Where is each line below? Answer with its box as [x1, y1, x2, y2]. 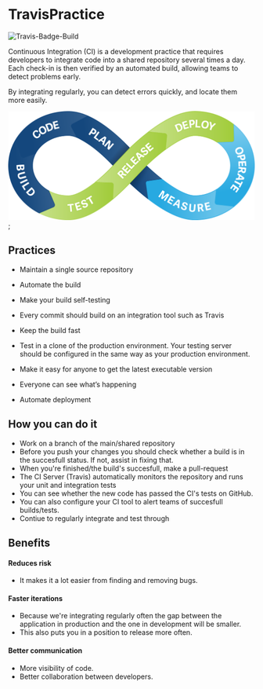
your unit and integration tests [19, 480, 117, 489]
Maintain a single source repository [19, 265, 134, 274]
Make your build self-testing [19, 295, 111, 304]
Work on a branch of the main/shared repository [19, 438, 175, 448]
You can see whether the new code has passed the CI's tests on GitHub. [19, 489, 254, 498]
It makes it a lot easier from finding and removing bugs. [19, 576, 198, 585]
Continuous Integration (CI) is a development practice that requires [8, 46, 224, 56]
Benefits [8, 536, 51, 549]
